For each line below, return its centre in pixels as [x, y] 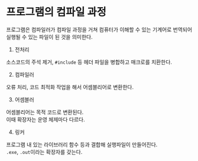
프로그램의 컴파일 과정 [56, 12]
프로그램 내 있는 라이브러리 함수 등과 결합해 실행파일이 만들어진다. [82, 144]
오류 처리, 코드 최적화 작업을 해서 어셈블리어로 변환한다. [70, 87]
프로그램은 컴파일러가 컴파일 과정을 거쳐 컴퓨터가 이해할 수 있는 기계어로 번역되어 [99, 29]
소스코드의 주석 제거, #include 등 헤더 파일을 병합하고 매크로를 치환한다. [89, 62]
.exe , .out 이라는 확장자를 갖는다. [44, 152]
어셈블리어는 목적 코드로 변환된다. [45, 112]
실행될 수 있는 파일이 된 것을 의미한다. [49, 37]
